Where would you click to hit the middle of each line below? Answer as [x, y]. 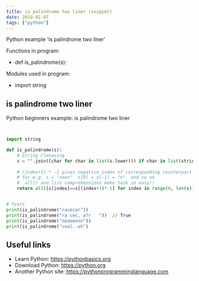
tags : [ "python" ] [28, 22]
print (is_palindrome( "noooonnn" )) [49, 221]
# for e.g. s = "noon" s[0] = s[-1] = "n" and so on [86, 177]
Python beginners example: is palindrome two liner [68, 118]
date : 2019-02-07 [28, 17]
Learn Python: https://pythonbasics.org [63, 259]
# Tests [16, 205]
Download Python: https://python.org [60, 265]
